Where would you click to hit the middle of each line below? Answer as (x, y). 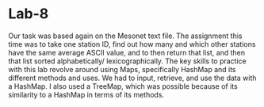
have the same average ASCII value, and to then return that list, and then (127, 52)
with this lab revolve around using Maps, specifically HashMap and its (122, 69)
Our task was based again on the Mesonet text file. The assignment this (125, 36)
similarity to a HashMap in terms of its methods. (86, 94)
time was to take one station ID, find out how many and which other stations (132, 44)
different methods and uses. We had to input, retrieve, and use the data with (132, 78)
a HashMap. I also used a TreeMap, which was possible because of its (123, 86)
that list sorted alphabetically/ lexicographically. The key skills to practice (128, 61)
